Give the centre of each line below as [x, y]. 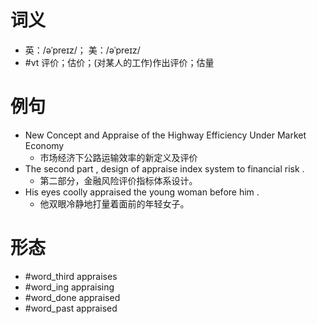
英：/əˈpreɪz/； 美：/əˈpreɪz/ [82, 50]
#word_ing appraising [69, 287]
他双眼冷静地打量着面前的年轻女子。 [114, 203]
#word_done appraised [72, 297]
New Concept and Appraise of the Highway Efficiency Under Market [165, 135]
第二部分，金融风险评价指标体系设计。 [118, 180]
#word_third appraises [71, 276]
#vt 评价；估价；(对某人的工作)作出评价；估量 [119, 62]
